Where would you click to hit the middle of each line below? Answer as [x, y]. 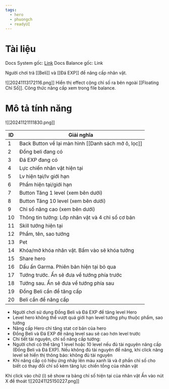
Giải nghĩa [81, 135]
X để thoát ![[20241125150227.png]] [42, 381]
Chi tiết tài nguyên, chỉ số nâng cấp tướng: [57, 339]
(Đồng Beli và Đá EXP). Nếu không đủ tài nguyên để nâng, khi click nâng [88, 350]
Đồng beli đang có [41, 152]
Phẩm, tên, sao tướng [44, 234]
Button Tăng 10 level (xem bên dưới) [63, 201]
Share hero [32, 258]
